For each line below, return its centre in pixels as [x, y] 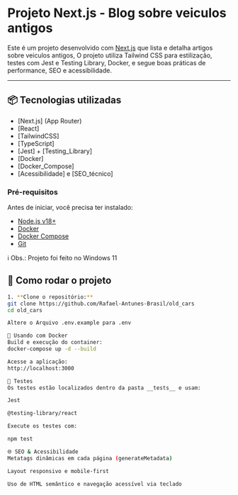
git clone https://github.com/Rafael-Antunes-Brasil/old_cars [101, 304]
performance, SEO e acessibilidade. [59, 70]
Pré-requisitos [33, 191]
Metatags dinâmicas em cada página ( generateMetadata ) [90, 458]
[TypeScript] [36, 143]
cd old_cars [25, 310]
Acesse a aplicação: [38, 362]
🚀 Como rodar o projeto [59, 280]
